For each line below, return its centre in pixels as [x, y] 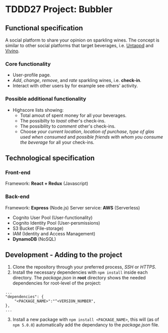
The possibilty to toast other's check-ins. [63, 120]
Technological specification [50, 158]
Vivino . [13, 51]
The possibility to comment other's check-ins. [68, 126]
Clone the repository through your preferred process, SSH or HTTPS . [84, 267]
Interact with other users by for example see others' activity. [75, 86]
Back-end [17, 197]
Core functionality [28, 64]
